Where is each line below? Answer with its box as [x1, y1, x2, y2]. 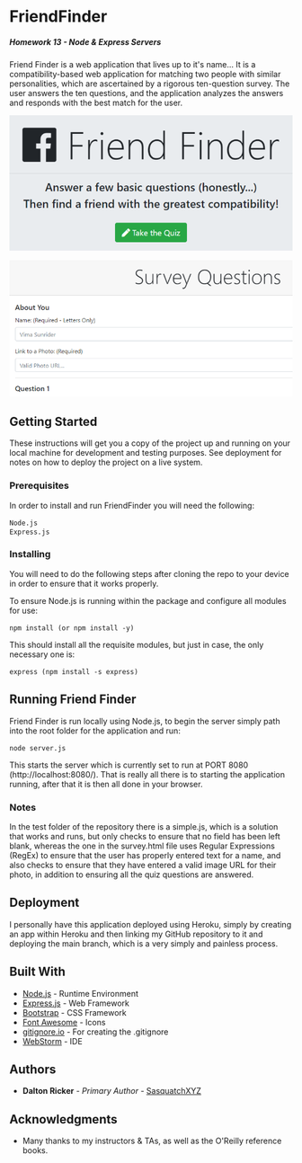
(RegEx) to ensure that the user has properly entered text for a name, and [9, 849, 281, 860]
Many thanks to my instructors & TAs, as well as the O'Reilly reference [22, 1135, 282, 1147]
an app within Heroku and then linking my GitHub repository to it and [9, 928, 263, 939]
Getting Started [9, 413, 98, 429]
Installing [9, 548, 51, 561]
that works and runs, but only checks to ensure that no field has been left [9, 830, 280, 841]
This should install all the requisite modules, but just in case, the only [9, 639, 264, 650]
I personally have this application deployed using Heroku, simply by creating [9, 919, 292, 929]
